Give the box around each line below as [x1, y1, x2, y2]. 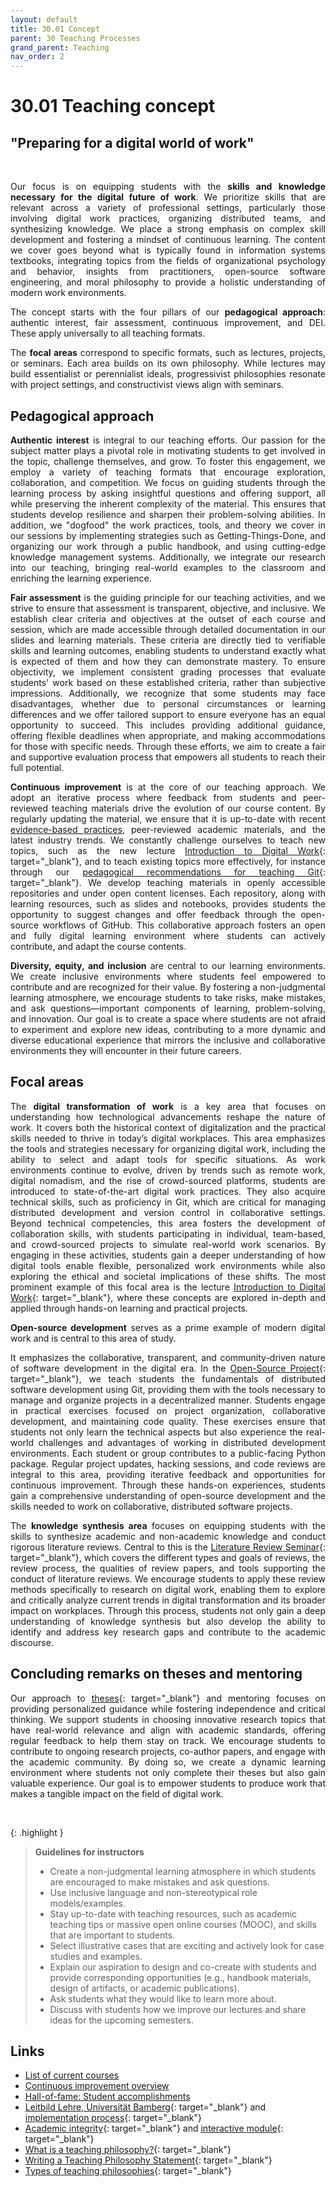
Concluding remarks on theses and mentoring [10, 1666, 303, 1683]
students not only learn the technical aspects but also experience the [10, 1426, 303, 1438]
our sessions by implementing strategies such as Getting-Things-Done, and [10, 529, 326, 541]
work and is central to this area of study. [10, 1332, 177, 1344]
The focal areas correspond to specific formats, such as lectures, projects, [10, 347, 326, 359]
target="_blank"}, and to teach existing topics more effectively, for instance [10, 855, 326, 867]
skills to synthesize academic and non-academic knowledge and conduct [10, 1530, 326, 1542]
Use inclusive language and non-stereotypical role [49, 1886, 258, 1898]
